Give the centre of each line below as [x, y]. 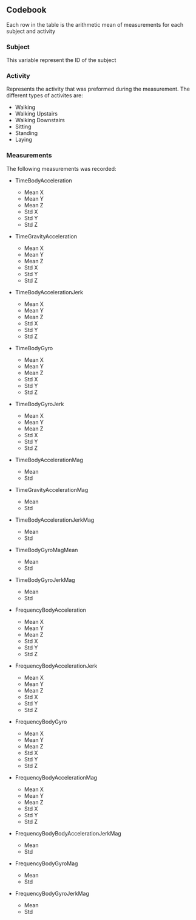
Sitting [23, 126]
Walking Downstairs [40, 120]
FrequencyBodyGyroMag [46, 863]
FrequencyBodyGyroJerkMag [52, 893]
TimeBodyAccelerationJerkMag [55, 520]
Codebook [26, 10]
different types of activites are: [45, 95]
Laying [23, 140]
